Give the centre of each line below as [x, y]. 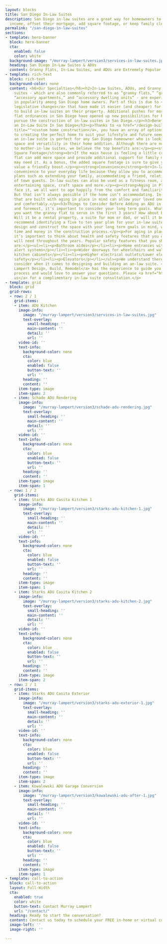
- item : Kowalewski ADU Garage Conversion [59, 786]
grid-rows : [21, 292]
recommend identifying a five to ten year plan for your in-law [82, 222]
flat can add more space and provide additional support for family [86, 158]
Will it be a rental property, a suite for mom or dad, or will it [85, 218]
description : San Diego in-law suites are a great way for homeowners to [83, 19]
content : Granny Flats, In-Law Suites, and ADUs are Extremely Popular [85, 70]
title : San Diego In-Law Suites [39, 14]
